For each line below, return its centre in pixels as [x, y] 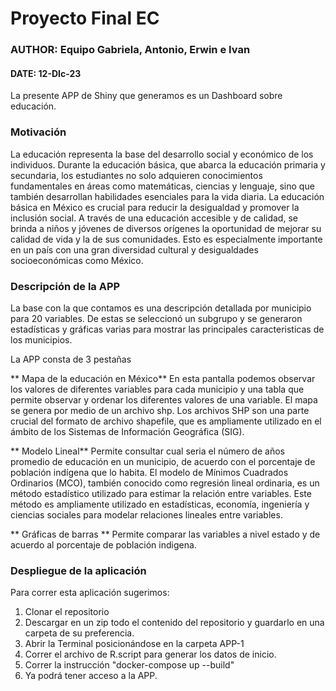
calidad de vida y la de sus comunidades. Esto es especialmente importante [166, 239]
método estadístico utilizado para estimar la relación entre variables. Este [161, 493]
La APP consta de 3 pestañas [71, 359]
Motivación [38, 132]
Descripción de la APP [65, 286]
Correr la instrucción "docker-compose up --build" [129, 665]
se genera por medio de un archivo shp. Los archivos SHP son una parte [160, 410]
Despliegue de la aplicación [78, 570]
